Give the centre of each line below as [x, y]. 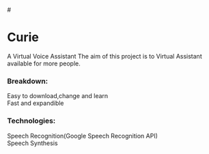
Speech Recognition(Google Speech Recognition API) [83, 136]
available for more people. [44, 63]
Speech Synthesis [32, 143]
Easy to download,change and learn [58, 96]
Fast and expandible [36, 103]
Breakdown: [28, 81]
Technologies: [31, 121]
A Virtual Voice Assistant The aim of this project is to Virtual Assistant [105, 56]
